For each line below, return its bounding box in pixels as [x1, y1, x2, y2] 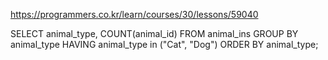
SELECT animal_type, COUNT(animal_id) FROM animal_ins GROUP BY [10, 28, 299, 39]
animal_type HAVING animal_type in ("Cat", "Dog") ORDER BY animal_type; [10, 39, 319, 50]
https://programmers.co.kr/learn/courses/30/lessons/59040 [10, 9, 259, 20]
